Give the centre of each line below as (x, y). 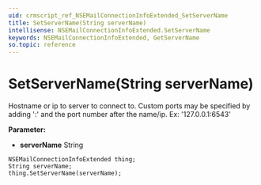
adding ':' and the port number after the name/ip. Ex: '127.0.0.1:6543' (120, 115)
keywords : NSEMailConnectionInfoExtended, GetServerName (104, 38)
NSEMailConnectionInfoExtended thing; (72, 160)
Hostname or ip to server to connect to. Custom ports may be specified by (129, 106)
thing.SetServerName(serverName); (65, 174)
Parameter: (27, 130)
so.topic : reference (42, 45)
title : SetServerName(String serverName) (78, 23)
